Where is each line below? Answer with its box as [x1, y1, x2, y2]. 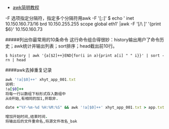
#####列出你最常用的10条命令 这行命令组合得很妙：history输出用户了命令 [5, 37, 160, 42]
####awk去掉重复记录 [5, 67, 52, 73]
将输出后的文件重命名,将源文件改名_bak [5, 119, 78, 124]
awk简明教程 [12, 5, 40, 10]
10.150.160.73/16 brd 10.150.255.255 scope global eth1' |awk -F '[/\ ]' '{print [5, 21, 161, 27]
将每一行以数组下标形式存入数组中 [5, 91, 66, 96]
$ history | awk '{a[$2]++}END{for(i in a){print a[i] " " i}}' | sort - [5, 53, 165, 58]
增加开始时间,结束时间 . [5, 114, 48, 119]
